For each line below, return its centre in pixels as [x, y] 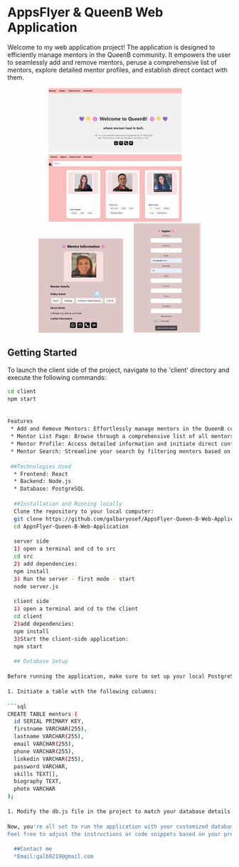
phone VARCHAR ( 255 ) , [44, 751]
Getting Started [42, 353]
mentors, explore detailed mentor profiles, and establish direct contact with [117, 70]
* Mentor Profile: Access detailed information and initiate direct [114, 444]
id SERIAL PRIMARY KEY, [49, 722]
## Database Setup [41, 661]
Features [20, 421]
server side [32, 541]
